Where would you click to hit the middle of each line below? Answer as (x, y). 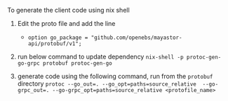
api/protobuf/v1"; (55, 44)
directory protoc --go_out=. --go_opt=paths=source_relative (107, 84)
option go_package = (58, 38)
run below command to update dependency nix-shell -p (100, 56)
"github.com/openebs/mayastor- (136, 38)
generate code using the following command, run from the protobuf (115, 76)
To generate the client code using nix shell (68, 10)
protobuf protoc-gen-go (78, 63)
